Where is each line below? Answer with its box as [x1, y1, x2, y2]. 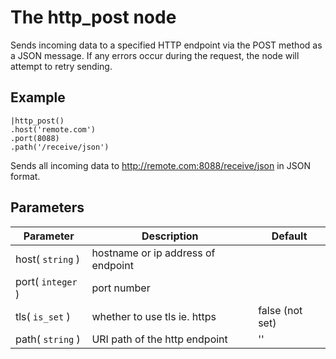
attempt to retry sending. [10, 60, 113, 72]
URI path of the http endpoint [91, 332, 228, 346]
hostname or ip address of [91, 246, 216, 260]
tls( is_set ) [15, 309, 71, 323]
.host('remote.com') [10, 124, 97, 135]
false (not [258, 303, 303, 317]
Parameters [10, 199, 85, 216]
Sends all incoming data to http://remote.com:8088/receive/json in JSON [10, 159, 312, 171]
